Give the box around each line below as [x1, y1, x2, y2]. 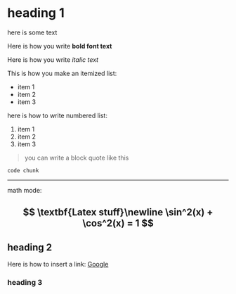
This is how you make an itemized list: [7, 69, 117, 77]
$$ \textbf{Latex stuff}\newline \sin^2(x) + [22, 206, 214, 219]
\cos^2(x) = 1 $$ [82, 217, 154, 229]
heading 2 [7, 241, 53, 253]
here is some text [7, 28, 58, 37]
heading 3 [7, 278, 43, 288]
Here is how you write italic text [7, 55, 99, 64]
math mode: [7, 186, 42, 194]
